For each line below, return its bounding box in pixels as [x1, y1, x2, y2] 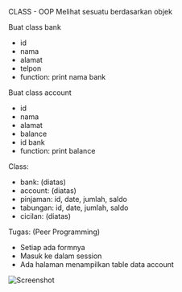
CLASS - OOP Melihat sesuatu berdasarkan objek [8, 7, 173, 16]
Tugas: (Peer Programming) [8, 227, 101, 236]
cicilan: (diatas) [19, 212, 71, 220]
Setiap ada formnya [19, 243, 86, 252]
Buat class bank [8, 23, 62, 31]
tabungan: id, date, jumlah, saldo [19, 203, 129, 212]
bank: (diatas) [19, 177, 67, 187]
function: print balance [19, 146, 96, 155]
